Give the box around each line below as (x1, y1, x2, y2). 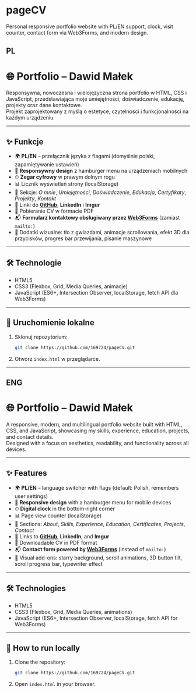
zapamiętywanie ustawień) (14, 161, 80, 168)
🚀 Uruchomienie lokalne (6, 318, 94, 328)
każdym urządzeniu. (6, 114, 55, 121)
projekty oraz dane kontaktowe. (6, 102, 83, 109)
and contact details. (6, 433, 54, 440)
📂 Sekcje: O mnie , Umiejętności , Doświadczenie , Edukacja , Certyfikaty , (14, 189, 187, 196)
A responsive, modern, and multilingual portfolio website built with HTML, (6, 421, 183, 428)
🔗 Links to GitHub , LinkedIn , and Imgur (14, 532, 110, 540)
